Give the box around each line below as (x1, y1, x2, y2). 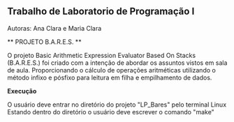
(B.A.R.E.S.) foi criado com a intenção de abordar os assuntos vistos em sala (7, 59, 228, 67)
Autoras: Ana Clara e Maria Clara (7, 24, 102, 32)
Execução (7, 86, 37, 95)
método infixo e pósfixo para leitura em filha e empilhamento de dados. (7, 73, 212, 82)
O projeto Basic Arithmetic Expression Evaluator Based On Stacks (7, 51, 196, 59)
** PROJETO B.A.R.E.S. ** (7, 38, 82, 46)
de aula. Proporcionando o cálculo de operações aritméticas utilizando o (7, 66, 217, 74)
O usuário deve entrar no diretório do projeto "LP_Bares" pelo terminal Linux (7, 100, 227, 109)
